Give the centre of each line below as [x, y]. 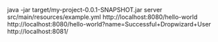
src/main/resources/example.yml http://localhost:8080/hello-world [102, 17]
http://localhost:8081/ [38, 31]
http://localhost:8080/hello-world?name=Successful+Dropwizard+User [109, 24]
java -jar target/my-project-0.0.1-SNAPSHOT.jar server [85, 10]
